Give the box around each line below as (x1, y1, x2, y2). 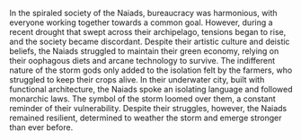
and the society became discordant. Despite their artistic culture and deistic (9, 36, 290, 47)
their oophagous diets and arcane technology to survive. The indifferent (9, 56, 276, 66)
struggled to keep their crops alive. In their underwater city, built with (9, 74, 265, 84)
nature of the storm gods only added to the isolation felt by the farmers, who (9, 65, 293, 75)
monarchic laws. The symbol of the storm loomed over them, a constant (9, 93, 276, 104)
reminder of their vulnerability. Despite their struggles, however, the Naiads (9, 103, 288, 113)
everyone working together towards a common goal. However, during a (9, 17, 273, 28)
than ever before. (9, 122, 74, 133)
